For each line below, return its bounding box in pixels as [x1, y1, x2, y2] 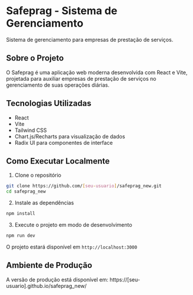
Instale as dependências [14, 199, 74, 207]
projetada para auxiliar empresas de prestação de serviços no [6, 75, 157, 82]
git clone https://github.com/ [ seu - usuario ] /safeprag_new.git [6, 183, 162, 189]
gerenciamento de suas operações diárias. [6, 81, 110, 88]
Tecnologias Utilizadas [6, 98, 92, 108]
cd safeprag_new [6, 188, 46, 195]
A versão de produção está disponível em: [6, 276, 109, 283]
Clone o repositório [14, 172, 62, 179]
